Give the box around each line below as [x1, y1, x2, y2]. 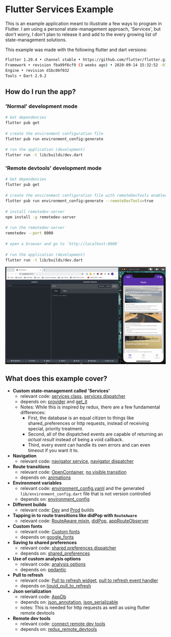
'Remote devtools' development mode [5, 165, 102, 172]
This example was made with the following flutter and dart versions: [5, 46, 148, 53]
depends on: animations [20, 474, 71, 480]
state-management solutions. [5, 37, 67, 43]
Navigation [12, 453, 37, 459]
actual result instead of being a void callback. [27, 437, 124, 443]
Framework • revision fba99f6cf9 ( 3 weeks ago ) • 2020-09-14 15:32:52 [5, 62, 158, 67]
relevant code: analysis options [20, 561, 86, 567]
